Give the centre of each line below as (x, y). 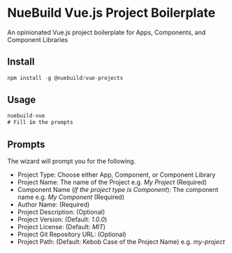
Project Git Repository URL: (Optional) (72, 234)
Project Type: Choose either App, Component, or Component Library (116, 175)
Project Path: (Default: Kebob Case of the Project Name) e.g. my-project (121, 242)
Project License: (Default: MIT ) (61, 227)
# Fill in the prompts (40, 123)
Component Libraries (38, 39)
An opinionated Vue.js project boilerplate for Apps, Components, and (107, 32)
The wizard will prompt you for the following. (72, 161)
